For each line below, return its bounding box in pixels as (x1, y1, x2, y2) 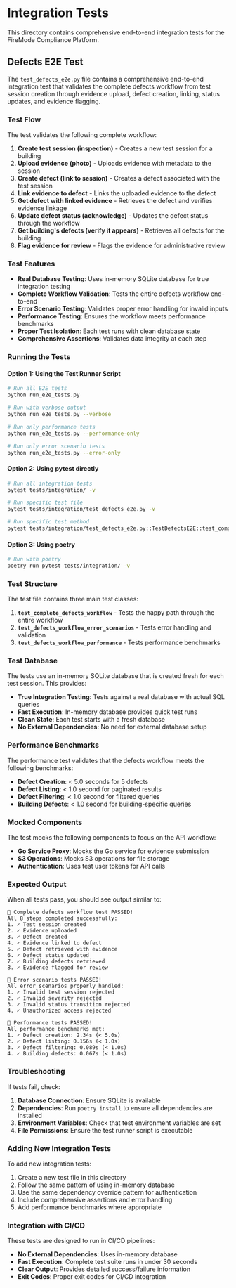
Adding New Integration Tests (7, 1143, 111, 1153)
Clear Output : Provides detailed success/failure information (17, 1265, 191, 1273)
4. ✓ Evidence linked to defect (7, 939, 102, 947)
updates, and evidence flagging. (7, 97, 101, 105)
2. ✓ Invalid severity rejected (7, 995, 102, 1002)
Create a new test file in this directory (17, 1173, 126, 1181)
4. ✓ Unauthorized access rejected (7, 1007, 112, 1015)
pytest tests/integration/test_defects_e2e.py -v (7, 506, 156, 513)
